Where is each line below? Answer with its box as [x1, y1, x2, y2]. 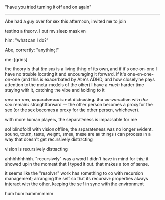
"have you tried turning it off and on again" [5, 4, 92, 10]
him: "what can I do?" [5, 37, 49, 43]
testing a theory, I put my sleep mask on [5, 28, 86, 33]
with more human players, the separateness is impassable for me [5, 117, 137, 122]
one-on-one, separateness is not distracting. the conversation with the [5, 97, 148, 102]
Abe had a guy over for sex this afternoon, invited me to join [5, 18, 126, 24]
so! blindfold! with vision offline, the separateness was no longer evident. [5, 126, 153, 132]
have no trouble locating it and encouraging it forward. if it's [5, 71, 127, 77]
